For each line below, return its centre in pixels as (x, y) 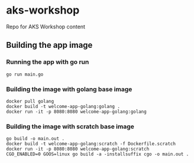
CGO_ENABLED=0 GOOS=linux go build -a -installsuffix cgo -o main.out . (98, 154)
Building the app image (49, 45)
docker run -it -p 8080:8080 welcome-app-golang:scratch (78, 149)
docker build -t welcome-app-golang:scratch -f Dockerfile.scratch (91, 144)
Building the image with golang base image (69, 89)
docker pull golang (30, 101)
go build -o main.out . (35, 139)
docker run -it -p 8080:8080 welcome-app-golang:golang (76, 112)
